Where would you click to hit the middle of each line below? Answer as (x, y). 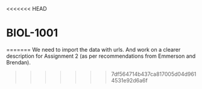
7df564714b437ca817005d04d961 (154, 74)
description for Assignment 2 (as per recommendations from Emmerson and (101, 56)
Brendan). (19, 62)
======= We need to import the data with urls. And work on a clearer (93, 49)
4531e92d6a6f (129, 80)
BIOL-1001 (32, 33)
